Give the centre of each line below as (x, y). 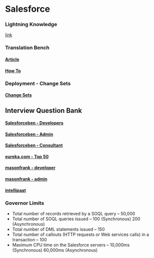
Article (12, 59)
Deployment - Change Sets (38, 83)
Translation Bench (27, 48)
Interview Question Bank (44, 111)
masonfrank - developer (30, 168)
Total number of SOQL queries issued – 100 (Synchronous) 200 (76, 219)
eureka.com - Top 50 (27, 156)
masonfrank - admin (26, 179)
